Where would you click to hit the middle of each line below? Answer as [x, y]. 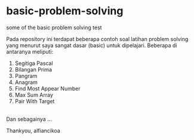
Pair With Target [35, 101]
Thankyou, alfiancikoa [33, 130]
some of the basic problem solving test [54, 27]
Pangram [26, 76]
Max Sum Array [34, 95]
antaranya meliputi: [30, 51]
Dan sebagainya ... [29, 119]
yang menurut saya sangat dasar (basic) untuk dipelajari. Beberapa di [92, 45]
